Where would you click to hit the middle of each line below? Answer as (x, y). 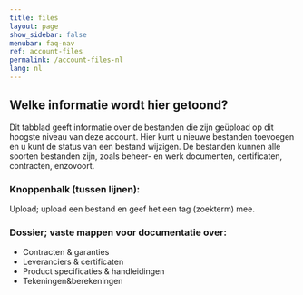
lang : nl (26, 69)
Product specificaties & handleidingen (93, 271)
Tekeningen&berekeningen (73, 281)
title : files (34, 18)
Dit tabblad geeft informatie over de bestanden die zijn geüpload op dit (142, 127)
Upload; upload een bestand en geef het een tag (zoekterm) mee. (132, 209)
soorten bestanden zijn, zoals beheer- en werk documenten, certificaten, (146, 156)
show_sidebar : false (49, 34)
